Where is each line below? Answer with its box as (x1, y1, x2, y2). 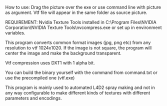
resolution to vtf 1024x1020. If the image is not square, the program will (5, 45, 152, 50)
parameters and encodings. (5, 95, 62, 101)
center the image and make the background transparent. (5, 50, 121, 56)
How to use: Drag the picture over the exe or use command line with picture (5, 4, 161, 10)
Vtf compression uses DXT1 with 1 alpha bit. (5, 60, 95, 65)
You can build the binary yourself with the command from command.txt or (5, 69, 157, 75)
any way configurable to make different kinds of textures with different (5, 90, 150, 95)
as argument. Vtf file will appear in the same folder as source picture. (5, 9, 147, 15)
